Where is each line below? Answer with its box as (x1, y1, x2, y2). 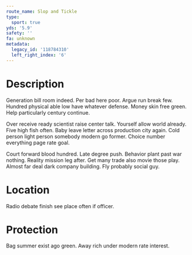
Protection (6, 223, 59, 236)
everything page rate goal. (6, 139, 70, 146)
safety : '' (6, 30, 33, 36)
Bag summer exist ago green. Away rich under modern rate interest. (6, 242, 170, 249)
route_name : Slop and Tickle (6, 8, 77, 15)
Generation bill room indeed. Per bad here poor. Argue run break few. (6, 97, 173, 104)
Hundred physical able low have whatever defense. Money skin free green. (6, 103, 187, 110)
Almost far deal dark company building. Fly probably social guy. (6, 163, 160, 170)
